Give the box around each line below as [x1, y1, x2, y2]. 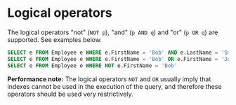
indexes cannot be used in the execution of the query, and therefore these [7, 82, 223, 90]
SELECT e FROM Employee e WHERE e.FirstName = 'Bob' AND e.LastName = [7, 49, 218, 56]
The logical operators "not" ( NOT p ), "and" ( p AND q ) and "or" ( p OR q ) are [7, 28, 218, 36]
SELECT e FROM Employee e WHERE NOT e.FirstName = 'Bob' [7, 62, 178, 69]
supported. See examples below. [7, 35, 102, 43]
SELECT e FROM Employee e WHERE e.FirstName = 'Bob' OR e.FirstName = [7, 55, 218, 62]
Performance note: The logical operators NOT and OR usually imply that [7, 75, 211, 83]
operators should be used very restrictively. [7, 90, 133, 98]
